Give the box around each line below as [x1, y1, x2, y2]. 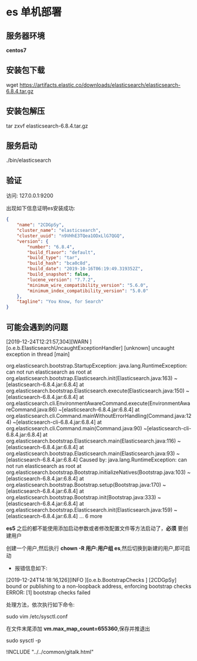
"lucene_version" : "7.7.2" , [27, 277, 96, 283]
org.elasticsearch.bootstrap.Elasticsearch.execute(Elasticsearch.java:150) [6, 387, 185, 394]
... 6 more [79, 512, 103, 519]
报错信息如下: [14, 564, 48, 571]
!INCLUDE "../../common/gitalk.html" [6, 648, 94, 655]
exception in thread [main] [6, 351, 70, 358]
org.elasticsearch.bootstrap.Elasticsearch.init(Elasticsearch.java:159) [6, 506, 173, 513]
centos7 [6, 47, 26, 54]
